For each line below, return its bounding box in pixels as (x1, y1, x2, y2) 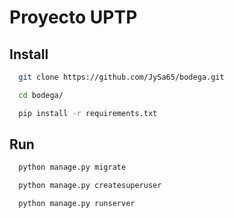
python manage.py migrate (18, 162, 127, 173)
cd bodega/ (18, 90, 64, 100)
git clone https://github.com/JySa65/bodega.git (18, 72, 225, 82)
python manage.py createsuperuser (18, 181, 162, 191)
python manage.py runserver (18, 199, 136, 209)
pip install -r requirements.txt (18, 108, 158, 118)
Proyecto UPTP (9, 6, 138, 29)
